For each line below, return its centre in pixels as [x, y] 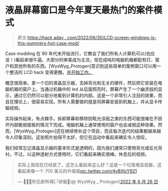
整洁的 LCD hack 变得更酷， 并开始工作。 [51, 72]
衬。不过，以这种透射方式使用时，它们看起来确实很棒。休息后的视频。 [77, 154]
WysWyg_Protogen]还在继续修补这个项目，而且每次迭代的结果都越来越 [88, 131]
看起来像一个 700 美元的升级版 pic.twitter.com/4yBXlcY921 [77, 171]
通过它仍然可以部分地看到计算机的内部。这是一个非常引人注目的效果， [86, 95]
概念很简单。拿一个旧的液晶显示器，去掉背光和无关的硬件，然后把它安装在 [82, 82]
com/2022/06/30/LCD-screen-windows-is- [112, 37]
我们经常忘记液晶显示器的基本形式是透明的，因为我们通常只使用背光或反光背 [84, 147]
